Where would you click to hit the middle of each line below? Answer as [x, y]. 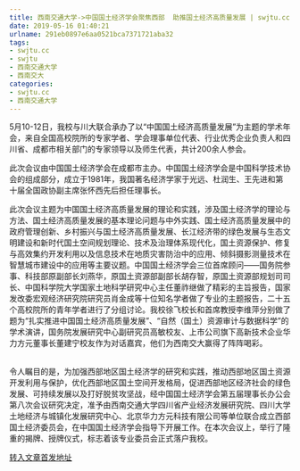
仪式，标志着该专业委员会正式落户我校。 [138, 439]
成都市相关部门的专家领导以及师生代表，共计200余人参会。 [142, 149]
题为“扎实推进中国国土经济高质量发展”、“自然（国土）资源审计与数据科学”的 [149, 321]
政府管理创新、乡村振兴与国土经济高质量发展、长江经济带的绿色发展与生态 [146, 232]
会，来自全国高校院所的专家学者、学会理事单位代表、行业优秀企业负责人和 [146, 138]
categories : [31, 84]
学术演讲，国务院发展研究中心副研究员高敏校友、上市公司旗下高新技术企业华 [150, 332]
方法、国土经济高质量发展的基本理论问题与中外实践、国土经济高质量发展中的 [150, 220]
